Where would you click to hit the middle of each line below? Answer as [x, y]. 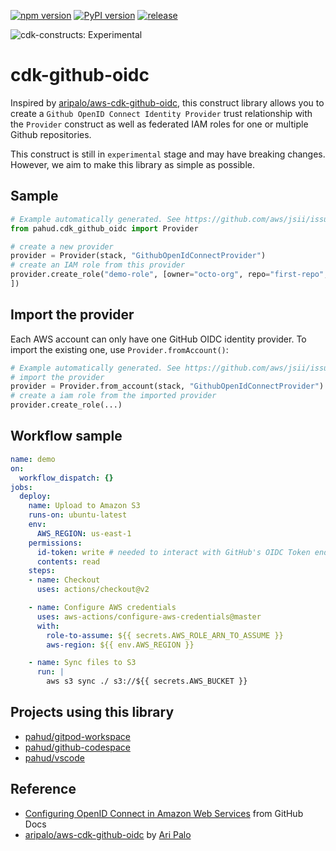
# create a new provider [62, 246]
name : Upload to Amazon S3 [84, 506]
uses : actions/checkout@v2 [93, 590]
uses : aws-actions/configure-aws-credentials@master [149, 616]
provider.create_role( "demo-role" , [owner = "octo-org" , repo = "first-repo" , [169, 275]
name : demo [33, 459]
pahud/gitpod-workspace [77, 736]
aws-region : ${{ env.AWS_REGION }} [120, 645]
